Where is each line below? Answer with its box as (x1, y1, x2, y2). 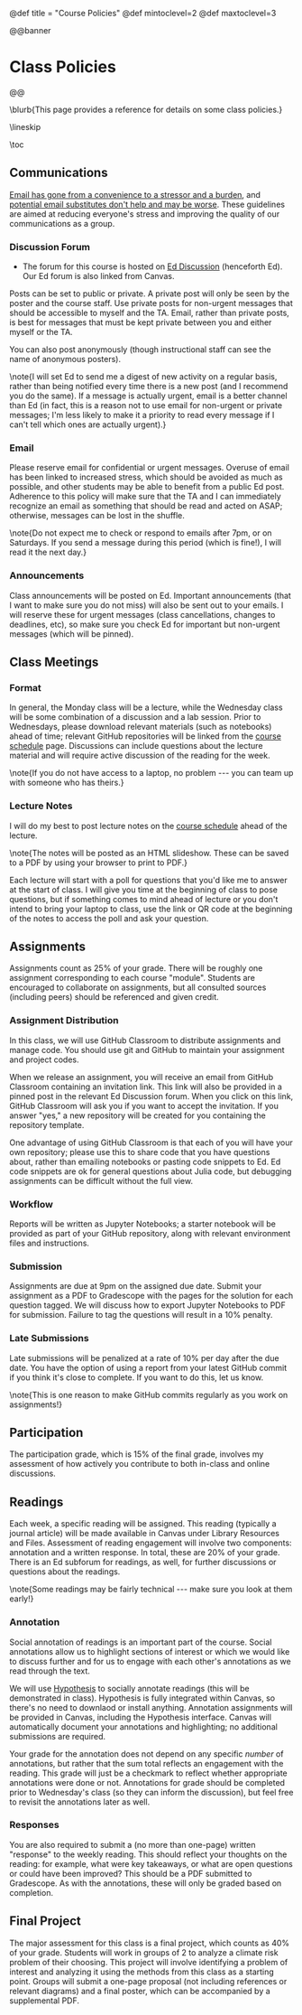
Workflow (9, 1198, 54, 1210)
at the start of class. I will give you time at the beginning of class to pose (9, 884, 278, 895)
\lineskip (9, 121, 41, 132)
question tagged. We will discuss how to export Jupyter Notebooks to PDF (9, 1300, 286, 1311)
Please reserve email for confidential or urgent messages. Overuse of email (9, 462, 290, 473)
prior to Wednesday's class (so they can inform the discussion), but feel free (9, 1786, 294, 1797)
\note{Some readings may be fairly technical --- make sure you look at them (9, 1584, 293, 1595)
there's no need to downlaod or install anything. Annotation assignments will (9, 1702, 293, 1712)
